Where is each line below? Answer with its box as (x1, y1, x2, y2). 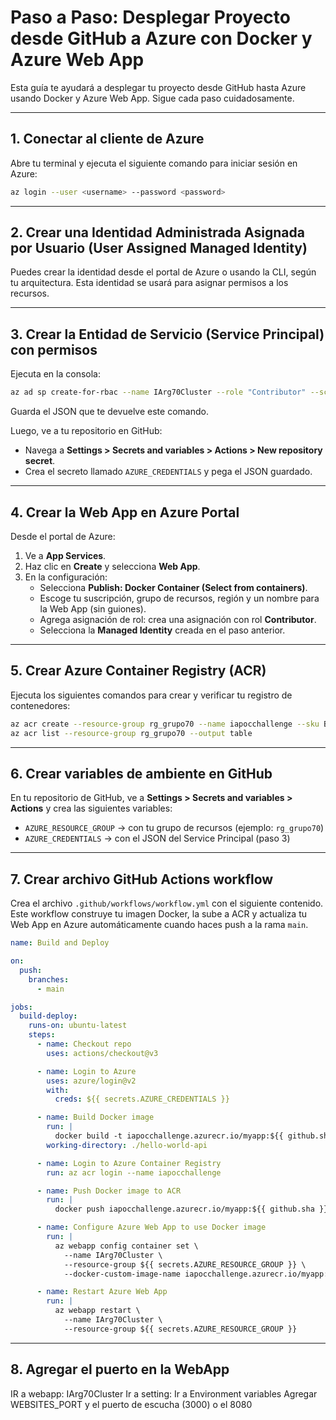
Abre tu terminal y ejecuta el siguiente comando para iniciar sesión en (10, 157, 298, 169)
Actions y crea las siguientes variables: (10, 802, 173, 815)
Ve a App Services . (24, 549, 107, 561)
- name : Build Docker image (36, 1112, 155, 1123)
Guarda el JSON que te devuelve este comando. (10, 406, 209, 418)
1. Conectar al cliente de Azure (10, 131, 205, 148)
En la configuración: (24, 571, 108, 583)
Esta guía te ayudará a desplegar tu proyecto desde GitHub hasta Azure (10, 81, 307, 93)
